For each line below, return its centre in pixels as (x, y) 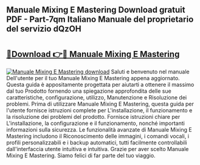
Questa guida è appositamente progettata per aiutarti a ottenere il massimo (100, 85)
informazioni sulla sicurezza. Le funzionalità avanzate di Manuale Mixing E (99, 130)
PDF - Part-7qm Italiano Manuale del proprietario (100, 20)
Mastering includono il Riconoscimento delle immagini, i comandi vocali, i (98, 136)
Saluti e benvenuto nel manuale (150, 72)
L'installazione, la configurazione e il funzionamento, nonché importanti (96, 123)
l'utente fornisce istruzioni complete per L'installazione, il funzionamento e (99, 110)
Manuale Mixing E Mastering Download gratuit (96, 10)
